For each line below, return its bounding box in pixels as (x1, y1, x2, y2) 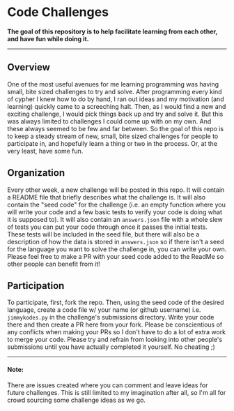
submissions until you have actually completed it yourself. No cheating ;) (7, 343, 216, 351)
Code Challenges (7, 4, 109, 20)
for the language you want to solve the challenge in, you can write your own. (7, 245, 227, 253)
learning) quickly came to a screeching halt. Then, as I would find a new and (7, 102, 226, 110)
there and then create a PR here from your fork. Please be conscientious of (7, 320, 223, 329)
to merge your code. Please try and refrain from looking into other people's (7, 336, 223, 344)
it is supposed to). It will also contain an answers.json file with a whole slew (7, 215, 223, 223)
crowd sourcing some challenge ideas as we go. (7, 396, 146, 404)
